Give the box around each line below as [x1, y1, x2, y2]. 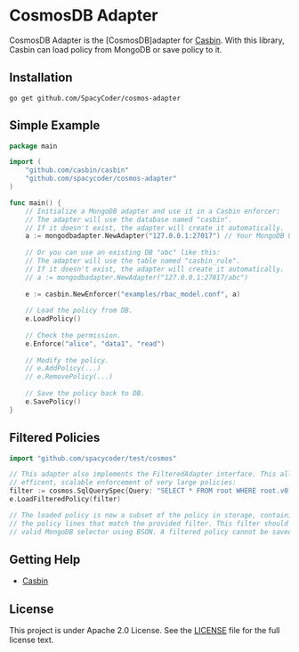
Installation [9, 70, 73, 86]
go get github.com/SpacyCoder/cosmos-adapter [9, 94, 181, 102]
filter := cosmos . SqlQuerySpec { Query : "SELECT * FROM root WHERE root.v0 [9, 486, 289, 495]
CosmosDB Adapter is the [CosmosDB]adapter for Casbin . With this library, [9, 35, 285, 45]
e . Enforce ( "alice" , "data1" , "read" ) [25, 339, 166, 348]
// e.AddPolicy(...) [25, 364, 101, 373]
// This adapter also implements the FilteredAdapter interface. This [9, 469, 277, 479]
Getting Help [9, 551, 81, 566]
